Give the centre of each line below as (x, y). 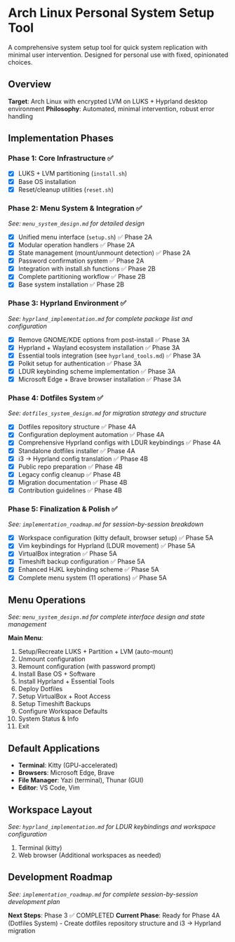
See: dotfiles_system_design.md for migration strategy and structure (107, 413)
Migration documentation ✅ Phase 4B (73, 482)
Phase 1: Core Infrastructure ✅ (61, 158)
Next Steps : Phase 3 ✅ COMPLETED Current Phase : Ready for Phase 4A (114, 915)
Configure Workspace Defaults (63, 712)
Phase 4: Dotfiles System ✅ (56, 398)
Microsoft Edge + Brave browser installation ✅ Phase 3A (100, 379)
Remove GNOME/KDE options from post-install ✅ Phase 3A (104, 339)
